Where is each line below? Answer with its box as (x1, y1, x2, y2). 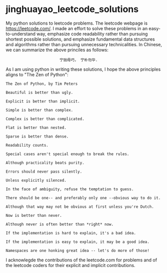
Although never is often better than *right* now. (6, 222, 114, 227)
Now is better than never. (6, 213, 62, 218)
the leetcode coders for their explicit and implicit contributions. (6, 262, 136, 268)
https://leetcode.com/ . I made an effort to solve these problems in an (6, 25, 148, 31)
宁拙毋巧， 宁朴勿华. (59, 57, 98, 62)
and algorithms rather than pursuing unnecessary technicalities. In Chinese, (6, 41, 162, 47)
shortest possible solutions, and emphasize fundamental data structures (6, 36, 155, 42)
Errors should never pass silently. (6, 169, 82, 174)
